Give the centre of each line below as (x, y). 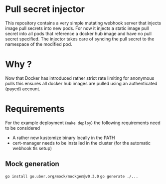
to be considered (23, 128)
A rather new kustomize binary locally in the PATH (64, 138)
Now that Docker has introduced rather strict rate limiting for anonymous (80, 78)
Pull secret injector (45, 9)
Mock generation (32, 164)
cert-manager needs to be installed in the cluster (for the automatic (82, 143)
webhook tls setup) (32, 148)
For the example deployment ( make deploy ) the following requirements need (83, 123)
